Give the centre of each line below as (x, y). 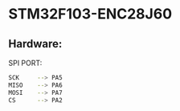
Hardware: (35, 44)
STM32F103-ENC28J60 (90, 14)
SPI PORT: (25, 63)
